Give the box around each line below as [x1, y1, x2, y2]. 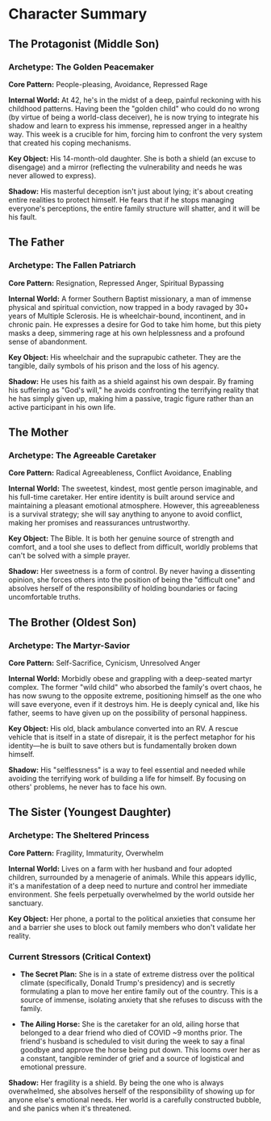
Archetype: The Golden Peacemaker [8, 61, 155, 73]
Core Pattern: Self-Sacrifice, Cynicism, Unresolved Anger [8, 658, 201, 667]
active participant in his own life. [8, 402, 116, 412]
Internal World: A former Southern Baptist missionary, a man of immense [8, 294, 252, 303]
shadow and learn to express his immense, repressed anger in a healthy [8, 120, 248, 130]
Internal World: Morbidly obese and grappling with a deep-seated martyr [8, 673, 252, 683]
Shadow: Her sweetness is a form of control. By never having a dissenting [8, 567, 256, 576]
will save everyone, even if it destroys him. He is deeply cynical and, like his [8, 699, 260, 709]
